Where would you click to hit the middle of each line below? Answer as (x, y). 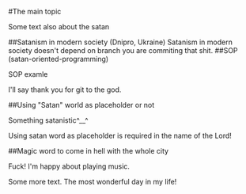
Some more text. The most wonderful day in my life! (93, 182)
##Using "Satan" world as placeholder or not (81, 105)
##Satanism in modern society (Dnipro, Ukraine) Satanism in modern (121, 42)
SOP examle (28, 74)
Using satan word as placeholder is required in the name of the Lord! (120, 135)
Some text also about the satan (59, 27)
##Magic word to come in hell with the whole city (88, 151)
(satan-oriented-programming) (59, 59)
